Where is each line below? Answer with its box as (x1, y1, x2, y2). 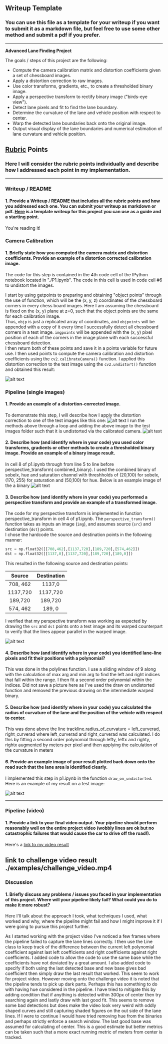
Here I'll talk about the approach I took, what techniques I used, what (5, 913, 147, 919)
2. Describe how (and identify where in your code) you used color (5, 439, 144, 445)
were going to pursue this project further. (5, 923, 90, 930)
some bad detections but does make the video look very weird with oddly (5, 1002, 156, 1008)
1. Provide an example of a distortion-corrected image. (5, 401, 121, 407)
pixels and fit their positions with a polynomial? (5, 655, 105, 661)
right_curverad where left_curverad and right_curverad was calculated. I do (5, 731, 160, 737)
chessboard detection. (5, 340, 51, 346)
